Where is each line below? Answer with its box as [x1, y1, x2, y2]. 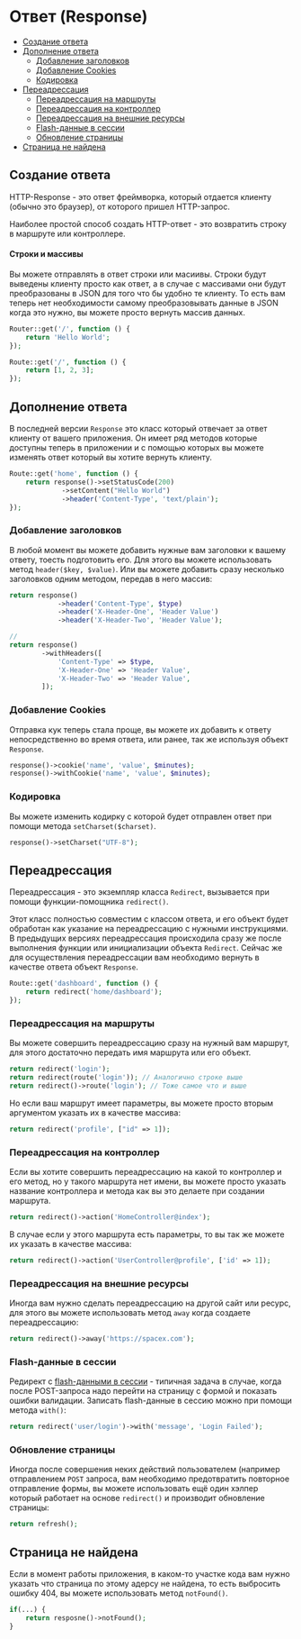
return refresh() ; [9, 1520, 78, 1529]
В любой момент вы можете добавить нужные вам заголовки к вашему [9, 544, 286, 555]
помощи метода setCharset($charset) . [9, 820, 156, 831]
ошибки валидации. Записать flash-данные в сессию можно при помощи [9, 1395, 292, 1407]
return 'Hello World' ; [25, 332, 111, 341]
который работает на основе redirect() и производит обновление [9, 1493, 265, 1504]
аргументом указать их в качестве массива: [9, 1106, 181, 1118]
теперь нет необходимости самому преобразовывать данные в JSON [9, 297, 279, 308]
